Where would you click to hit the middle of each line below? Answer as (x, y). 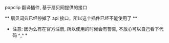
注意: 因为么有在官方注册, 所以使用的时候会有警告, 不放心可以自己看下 (86, 29)
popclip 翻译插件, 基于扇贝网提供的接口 (46, 7)
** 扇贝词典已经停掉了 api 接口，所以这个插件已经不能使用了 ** (71, 18)
